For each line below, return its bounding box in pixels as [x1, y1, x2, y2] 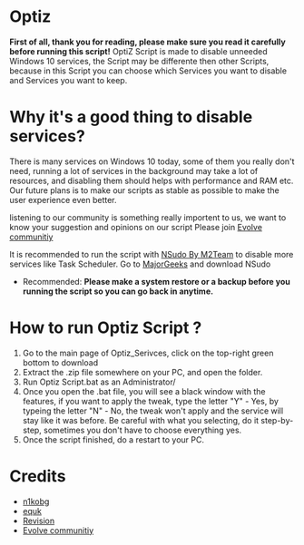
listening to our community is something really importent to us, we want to [9, 211, 287, 223]
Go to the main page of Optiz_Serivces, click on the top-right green [22, 347, 274, 358]
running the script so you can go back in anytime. [22, 286, 214, 297]
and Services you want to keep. [9, 74, 128, 85]
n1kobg [22, 496, 50, 507]
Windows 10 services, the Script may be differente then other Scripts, [9, 55, 270, 66]
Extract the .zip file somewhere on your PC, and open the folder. [22, 366, 263, 377]
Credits [9, 466, 66, 486]
